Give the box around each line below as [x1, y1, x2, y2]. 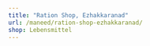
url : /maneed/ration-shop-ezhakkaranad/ [8, 19, 144, 27]
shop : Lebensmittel [8, 26, 73, 34]
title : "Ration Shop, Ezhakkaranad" [8, 11, 129, 19]
